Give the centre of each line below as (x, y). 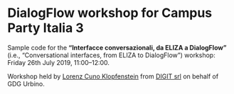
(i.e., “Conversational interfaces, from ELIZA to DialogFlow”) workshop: (111, 55)
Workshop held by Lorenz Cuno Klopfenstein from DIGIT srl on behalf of (113, 76)
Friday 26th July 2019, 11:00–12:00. (59, 62)
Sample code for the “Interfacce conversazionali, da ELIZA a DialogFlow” (117, 47)
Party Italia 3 (46, 28)
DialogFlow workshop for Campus (110, 13)
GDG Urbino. (26, 83)
